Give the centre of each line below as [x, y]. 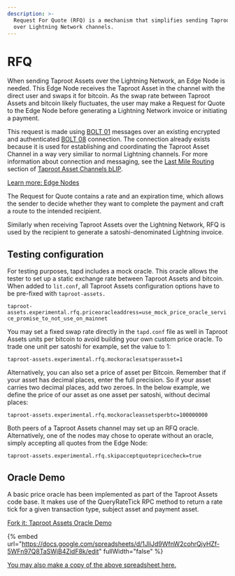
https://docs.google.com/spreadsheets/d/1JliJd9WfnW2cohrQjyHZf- [121, 544]
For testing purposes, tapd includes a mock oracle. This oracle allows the [113, 272]
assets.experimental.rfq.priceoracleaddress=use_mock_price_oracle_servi [117, 313]
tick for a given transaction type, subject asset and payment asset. [103, 509]
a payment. [23, 118]
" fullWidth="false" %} [131, 551]
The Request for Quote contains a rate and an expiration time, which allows [115, 196]
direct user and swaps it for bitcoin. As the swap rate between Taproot [109, 96]
